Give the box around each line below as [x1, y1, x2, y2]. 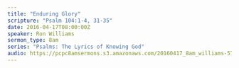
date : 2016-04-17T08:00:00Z [7, 23, 91, 30]
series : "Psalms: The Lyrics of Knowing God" [7, 43, 144, 50]
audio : [7, 50, 27, 57]
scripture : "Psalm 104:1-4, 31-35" [7, 17, 113, 24]
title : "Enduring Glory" [7, 10, 81, 18]
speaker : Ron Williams [7, 30, 75, 38]
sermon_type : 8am [7, 37, 59, 44]
